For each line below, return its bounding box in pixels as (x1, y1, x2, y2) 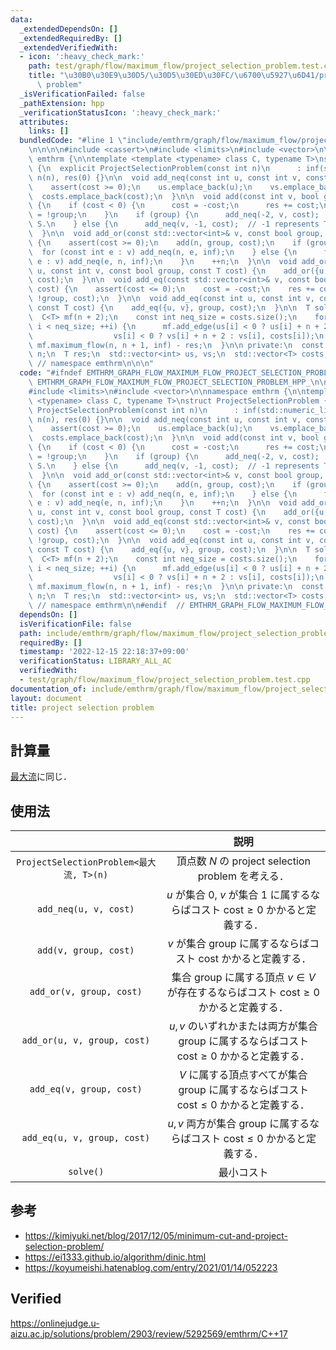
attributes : (19, 117, 70, 127)
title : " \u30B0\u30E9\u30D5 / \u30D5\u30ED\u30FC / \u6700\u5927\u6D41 (28, 71, 315, 81)
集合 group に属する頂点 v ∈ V (171, 971, 316, 984)
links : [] (28, 126, 70, 136)
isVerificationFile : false (19, 619, 132, 629)
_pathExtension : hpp (19, 98, 105, 108)
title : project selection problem (10, 702, 155, 713)
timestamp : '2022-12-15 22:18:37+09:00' (19, 647, 190, 657)
